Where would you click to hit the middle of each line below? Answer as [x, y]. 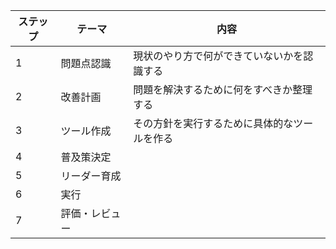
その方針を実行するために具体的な [213, 123]
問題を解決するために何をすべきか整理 [223, 89]
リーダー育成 [91, 176]
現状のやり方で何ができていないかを [218, 56]
